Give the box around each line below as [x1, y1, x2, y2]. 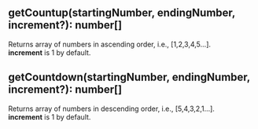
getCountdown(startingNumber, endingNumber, [8, 71, 250, 84]
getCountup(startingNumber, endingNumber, [8, 6, 236, 20]
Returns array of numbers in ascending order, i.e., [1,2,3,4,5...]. [8, 39, 211, 49]
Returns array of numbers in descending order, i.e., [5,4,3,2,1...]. [8, 104, 215, 113]
